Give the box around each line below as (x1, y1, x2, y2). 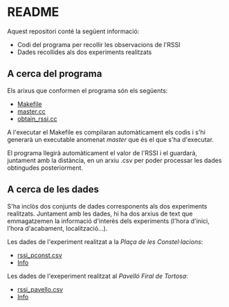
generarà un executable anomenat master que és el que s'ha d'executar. (7, 135, 214, 143)
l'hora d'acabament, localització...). (7, 224, 108, 232)
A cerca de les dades (7, 184, 99, 195)
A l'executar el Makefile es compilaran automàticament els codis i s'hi (7, 128, 206, 136)
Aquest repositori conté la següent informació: (7, 27, 140, 35)
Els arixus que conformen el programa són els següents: (7, 86, 168, 94)
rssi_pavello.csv (17, 285, 64, 293)
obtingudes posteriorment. (7, 164, 84, 172)
